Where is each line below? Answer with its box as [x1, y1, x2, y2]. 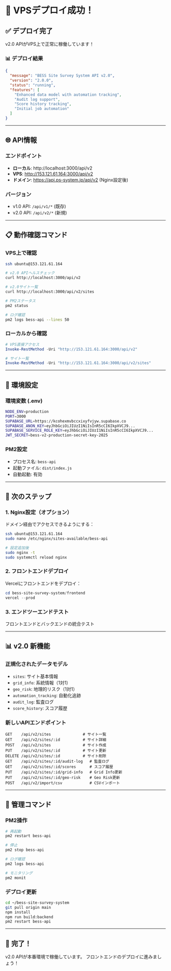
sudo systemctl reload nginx [5, 554, 67, 560]
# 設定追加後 [5, 545, 29, 550]
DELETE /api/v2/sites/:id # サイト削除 [5, 753, 107, 759]
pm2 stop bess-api [5, 847, 44, 853]
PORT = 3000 [5, 413, 26, 419]
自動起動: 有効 [12, 471, 42, 477]
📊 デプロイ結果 [5, 54, 43, 62]
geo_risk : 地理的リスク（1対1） [12, 686, 78, 692]
